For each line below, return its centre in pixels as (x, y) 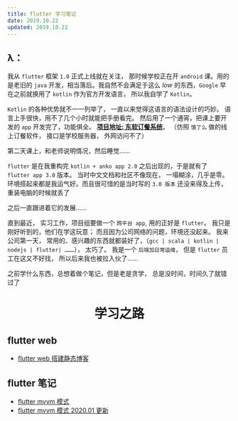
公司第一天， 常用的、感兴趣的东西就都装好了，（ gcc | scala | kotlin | (113, 241)
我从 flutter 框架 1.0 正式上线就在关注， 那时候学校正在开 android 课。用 (115, 76)
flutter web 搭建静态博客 (53, 358)
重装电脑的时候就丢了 (38, 193)
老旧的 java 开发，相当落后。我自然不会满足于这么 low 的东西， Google (116, 85)
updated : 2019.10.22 (38, 27)
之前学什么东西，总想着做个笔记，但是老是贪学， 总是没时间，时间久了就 (114, 274)
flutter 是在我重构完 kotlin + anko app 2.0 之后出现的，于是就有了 (108, 166)
